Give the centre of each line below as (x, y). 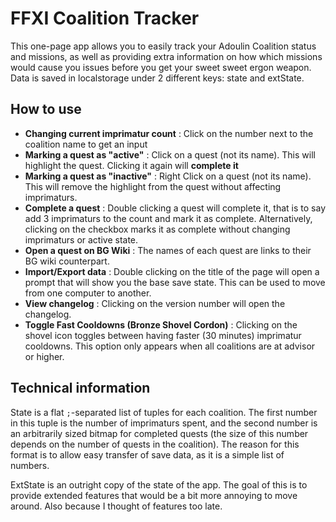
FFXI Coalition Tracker (105, 18)
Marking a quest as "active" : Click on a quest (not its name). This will (170, 154)
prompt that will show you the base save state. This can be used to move (175, 282)
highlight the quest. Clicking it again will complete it (131, 165)
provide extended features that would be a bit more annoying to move (154, 495)
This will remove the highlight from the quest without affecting (153, 186)
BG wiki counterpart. (67, 261)
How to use (46, 109)
